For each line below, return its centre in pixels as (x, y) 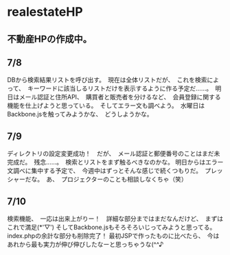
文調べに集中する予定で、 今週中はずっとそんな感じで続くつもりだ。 (103, 171)
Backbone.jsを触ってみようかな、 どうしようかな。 (80, 114)
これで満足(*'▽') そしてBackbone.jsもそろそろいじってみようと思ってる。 (110, 228)
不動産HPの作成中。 (50, 39)
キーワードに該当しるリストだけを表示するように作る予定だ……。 (118, 88)
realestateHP (45, 12)
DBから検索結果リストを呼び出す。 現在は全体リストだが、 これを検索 (107, 80)
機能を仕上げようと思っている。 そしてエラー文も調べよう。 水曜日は (106, 106)
